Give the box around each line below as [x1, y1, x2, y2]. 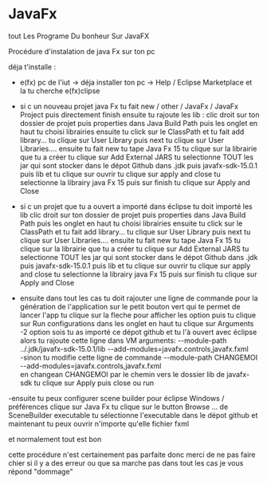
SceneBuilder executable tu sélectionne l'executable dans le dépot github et [8, 410, 258, 419]
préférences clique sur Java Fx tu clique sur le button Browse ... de [8, 402, 229, 411]
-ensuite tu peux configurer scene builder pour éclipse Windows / [8, 393, 225, 403]
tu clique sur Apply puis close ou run [33, 378, 155, 388]
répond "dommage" [8, 466, 73, 476]
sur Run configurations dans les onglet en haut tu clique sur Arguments [19, 318, 254, 328]
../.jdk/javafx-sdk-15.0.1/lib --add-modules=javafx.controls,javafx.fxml [19, 344, 249, 353]
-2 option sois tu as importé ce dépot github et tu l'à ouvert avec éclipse [19, 327, 257, 336]
